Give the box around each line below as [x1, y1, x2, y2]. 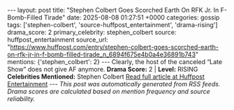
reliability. [7, 95, 36, 103]
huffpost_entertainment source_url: [7, 36, 108, 44]
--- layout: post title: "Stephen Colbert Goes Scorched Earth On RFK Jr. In [7, 6, 219, 14]
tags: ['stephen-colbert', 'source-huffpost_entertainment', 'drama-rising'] [7, 21, 218, 29]
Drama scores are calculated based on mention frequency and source [7, 87, 211, 95]
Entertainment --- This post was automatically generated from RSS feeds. [7, 80, 221, 88]
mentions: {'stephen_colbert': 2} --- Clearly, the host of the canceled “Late [7, 58, 222, 65]
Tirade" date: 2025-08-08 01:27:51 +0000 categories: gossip [43, 13, 220, 22]
